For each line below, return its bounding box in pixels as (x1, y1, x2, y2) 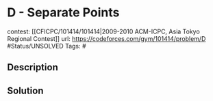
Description (7, 61, 58, 73)
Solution (7, 85, 44, 96)
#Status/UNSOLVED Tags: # (7, 42, 87, 50)
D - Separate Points (7, 5, 120, 20)
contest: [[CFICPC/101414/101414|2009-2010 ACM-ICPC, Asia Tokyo (7, 27, 200, 35)
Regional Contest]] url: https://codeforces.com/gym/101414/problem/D (7, 34, 206, 42)
